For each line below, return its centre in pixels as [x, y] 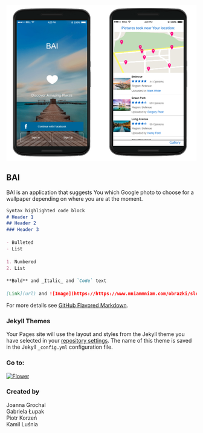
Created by [23, 392]
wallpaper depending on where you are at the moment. [75, 198]
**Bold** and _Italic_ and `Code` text [56, 281]
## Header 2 [21, 223]
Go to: [15, 363]
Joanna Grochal [26, 404]
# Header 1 [20, 217]
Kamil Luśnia [22, 424]
